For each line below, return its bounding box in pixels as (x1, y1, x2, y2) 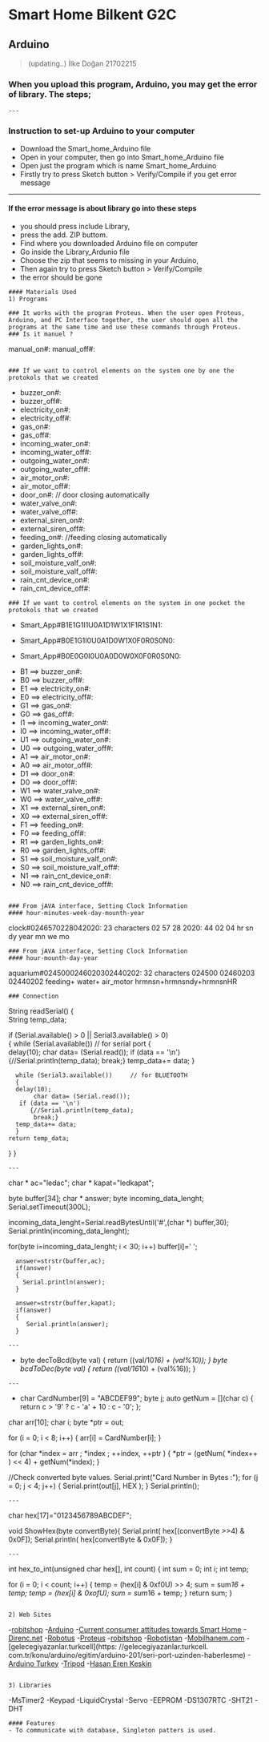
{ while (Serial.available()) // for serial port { (8, 1038, 152, 1048)
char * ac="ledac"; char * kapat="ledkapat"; (8, 1178, 155, 1188)
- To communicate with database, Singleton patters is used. (8, 1726, 217, 1734)
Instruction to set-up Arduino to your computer (8, 126, 195, 137)
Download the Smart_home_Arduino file (19, 143, 151, 153)
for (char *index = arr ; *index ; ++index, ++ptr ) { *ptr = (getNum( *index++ (8, 1448, 259, 1458)
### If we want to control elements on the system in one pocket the (8, 599, 246, 607)
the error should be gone (19, 272, 102, 282)
